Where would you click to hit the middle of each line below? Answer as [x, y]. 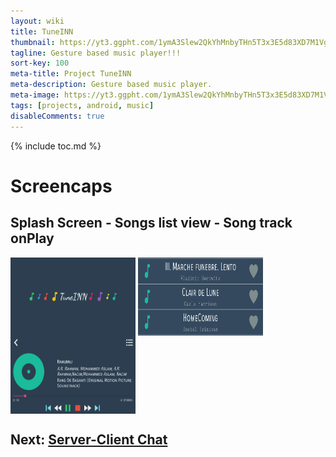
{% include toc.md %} [56, 146]
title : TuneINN [42, 31]
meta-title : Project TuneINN [71, 74]
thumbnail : [33, 42]
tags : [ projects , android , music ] [82, 105]
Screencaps [61, 186]
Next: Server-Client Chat [89, 439]
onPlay [32, 238]
